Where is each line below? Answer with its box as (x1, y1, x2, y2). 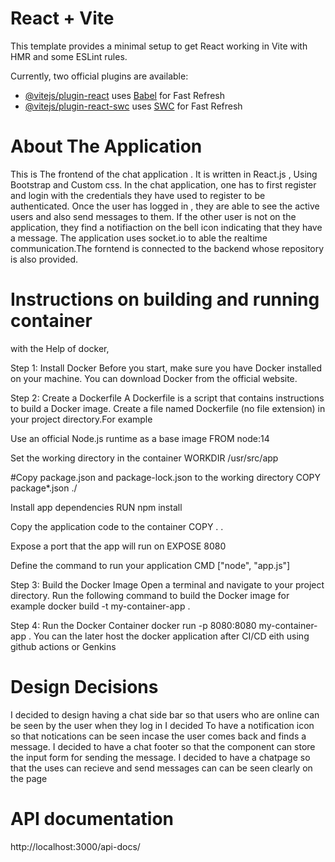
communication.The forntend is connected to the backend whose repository (10, 242, 325, 254)
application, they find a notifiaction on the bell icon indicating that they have (10, 221, 323, 233)
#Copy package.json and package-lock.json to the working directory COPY (10, 471, 322, 483)
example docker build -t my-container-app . (10, 600, 191, 612)
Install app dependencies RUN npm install (10, 501, 183, 513)
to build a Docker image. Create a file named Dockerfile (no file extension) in (10, 402, 326, 414)
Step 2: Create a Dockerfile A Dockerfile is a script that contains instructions (10, 392, 325, 404)
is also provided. (10, 253, 79, 265)
